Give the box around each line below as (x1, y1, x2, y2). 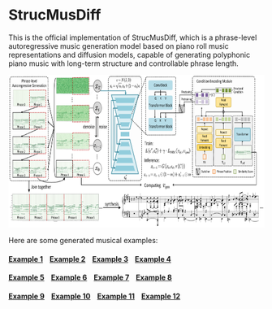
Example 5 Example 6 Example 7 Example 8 (8, 272, 172, 282)
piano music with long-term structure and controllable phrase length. (8, 59, 240, 68)
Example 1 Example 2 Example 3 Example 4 (8, 254, 172, 263)
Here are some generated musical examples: (8, 235, 158, 245)
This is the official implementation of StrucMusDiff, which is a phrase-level (8, 33, 257, 42)
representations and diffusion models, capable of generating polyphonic (8, 50, 250, 59)
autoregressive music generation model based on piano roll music (8, 41, 229, 50)
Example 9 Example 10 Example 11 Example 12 (8, 291, 181, 301)
